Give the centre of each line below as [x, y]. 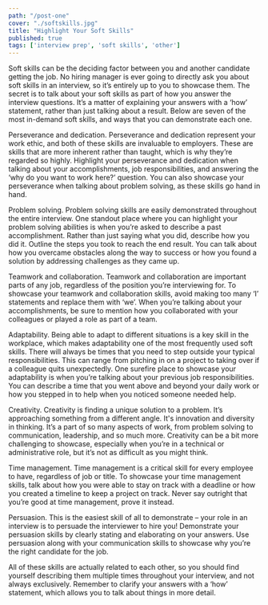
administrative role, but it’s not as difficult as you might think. [108, 453]
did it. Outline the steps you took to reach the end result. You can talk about [133, 244]
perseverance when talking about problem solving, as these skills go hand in [134, 186]
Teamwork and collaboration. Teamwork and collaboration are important [127, 276]
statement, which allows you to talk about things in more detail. [112, 593]
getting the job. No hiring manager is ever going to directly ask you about [129, 77]
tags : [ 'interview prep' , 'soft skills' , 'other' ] [94, 46]
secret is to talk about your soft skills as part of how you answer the [120, 94]
